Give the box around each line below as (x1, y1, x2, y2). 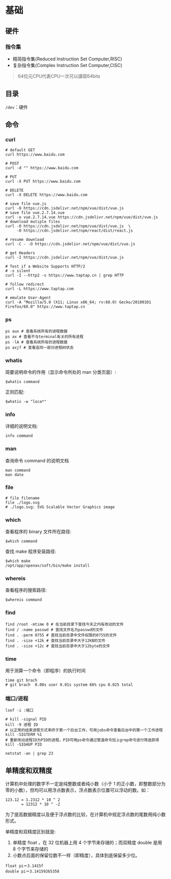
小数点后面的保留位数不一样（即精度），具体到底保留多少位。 (12, 852, 140, 859)
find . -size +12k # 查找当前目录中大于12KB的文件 (5, 638, 106, 643)
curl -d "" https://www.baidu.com (5, 166, 79, 171)
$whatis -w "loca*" (5, 399, 47, 404)
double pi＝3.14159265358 (5, 869, 60, 874)
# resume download (5, 237, 44, 242)
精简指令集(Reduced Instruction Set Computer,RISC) (12, 56, 123, 62)
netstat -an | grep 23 (5, 751, 53, 756)
